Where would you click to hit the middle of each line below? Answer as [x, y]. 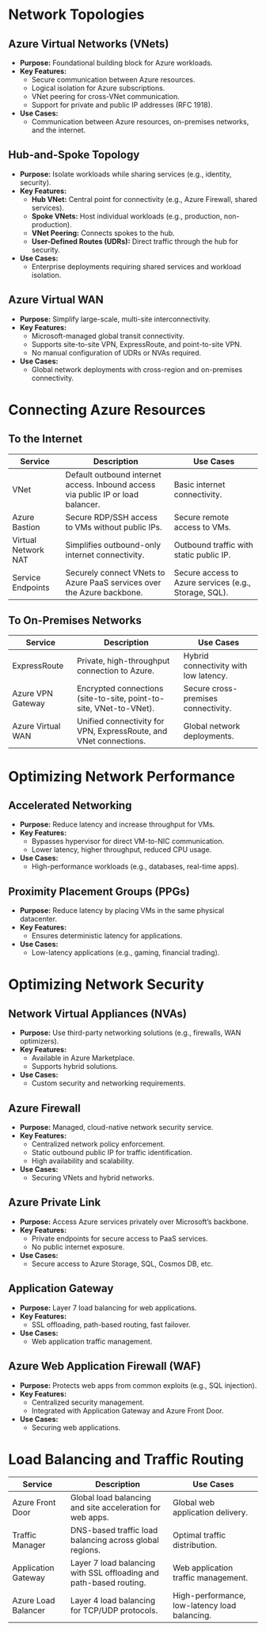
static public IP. [202, 554]
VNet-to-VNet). [124, 709]
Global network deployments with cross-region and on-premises [137, 369]
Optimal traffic [199, 1535]
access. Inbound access [110, 485]
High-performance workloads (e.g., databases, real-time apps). [135, 867]
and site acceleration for [115, 1507]
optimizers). [39, 1041]
